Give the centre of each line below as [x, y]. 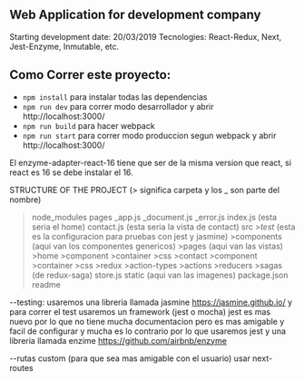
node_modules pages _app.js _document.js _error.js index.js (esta [154, 217]
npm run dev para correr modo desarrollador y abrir [118, 106]
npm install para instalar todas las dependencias [115, 97]
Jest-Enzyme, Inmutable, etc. [64, 46]
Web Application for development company [135, 15]
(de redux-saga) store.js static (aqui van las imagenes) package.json [160, 275]
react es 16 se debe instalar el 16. [71, 172]
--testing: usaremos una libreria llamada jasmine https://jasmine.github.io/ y [151, 302]
